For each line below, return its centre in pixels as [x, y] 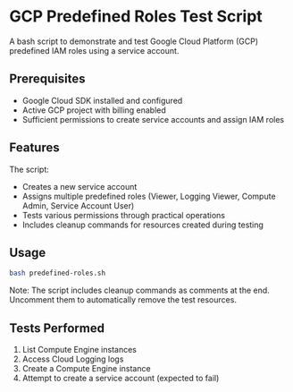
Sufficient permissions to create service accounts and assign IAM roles [153, 119]
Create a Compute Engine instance [86, 369]
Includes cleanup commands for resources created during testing [142, 225]
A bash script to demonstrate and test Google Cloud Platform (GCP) [134, 41]
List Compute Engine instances [79, 350]
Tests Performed [57, 328]
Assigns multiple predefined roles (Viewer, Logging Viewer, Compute [149, 196]
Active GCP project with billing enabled [94, 110]
